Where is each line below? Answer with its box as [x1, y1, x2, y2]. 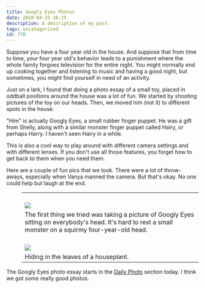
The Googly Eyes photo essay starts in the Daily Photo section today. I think [6, 269, 196, 276]
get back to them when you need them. [6, 155, 106, 162]
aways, [6, 173, 24, 180]
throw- [164, 167, 181, 174]
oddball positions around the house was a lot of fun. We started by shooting [6, 93, 197, 100]
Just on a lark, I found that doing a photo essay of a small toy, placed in [6, 86, 185, 93]
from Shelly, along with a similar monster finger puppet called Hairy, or [6, 124, 184, 131]
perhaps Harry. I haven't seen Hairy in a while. [6, 130, 123, 138]
